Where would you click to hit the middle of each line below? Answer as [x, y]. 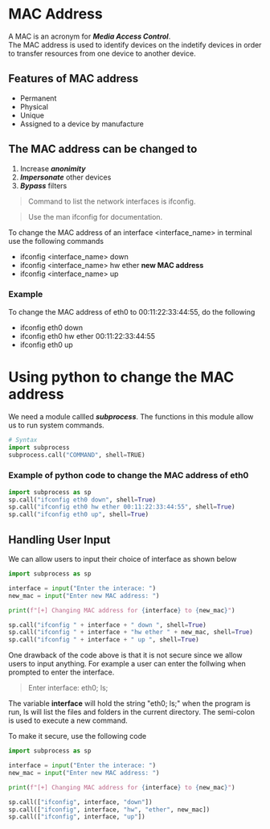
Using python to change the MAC [121, 377]
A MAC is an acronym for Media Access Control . [90, 36]
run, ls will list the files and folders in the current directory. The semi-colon [132, 712]
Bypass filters [43, 185]
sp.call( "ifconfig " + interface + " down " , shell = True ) [107, 625]
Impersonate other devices [65, 177]
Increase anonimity [53, 168]
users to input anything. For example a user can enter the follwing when [127, 664]
